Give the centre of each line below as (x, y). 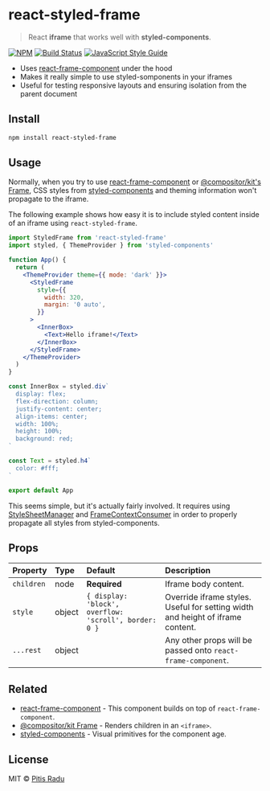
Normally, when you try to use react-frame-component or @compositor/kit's (135, 182)
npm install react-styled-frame (62, 137)
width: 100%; (37, 424)
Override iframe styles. (208, 597)
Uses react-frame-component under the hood (96, 68)
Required (104, 584)
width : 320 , (64, 297)
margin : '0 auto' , (75, 305)
